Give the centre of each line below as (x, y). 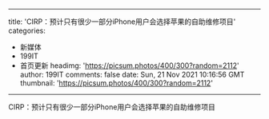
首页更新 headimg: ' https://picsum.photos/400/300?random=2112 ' (129, 65)
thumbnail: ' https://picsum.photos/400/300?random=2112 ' (116, 83)
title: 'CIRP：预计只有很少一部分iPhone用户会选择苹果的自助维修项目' (122, 22)
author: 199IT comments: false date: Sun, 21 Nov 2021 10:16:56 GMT (132, 74)
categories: (27, 30)
